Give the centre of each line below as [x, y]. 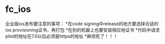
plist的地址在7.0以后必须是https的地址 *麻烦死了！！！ [62, 36]
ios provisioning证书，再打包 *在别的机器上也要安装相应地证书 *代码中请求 [82, 30]
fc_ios [18, 9]
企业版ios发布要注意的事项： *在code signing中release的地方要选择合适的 [82, 23]
